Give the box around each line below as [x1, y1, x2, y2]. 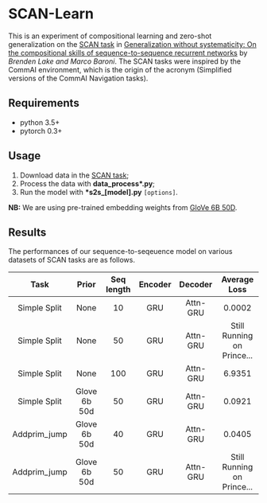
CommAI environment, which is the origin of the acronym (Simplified [8, 64, 232, 74]
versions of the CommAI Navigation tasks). [8, 73, 149, 83]
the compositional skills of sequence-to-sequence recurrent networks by [8, 48, 248, 57]
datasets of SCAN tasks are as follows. [8, 255, 135, 265]
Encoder [138, 279, 172, 290]
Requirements [8, 96, 79, 110]
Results [8, 225, 47, 239]
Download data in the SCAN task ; [19, 170, 130, 180]
